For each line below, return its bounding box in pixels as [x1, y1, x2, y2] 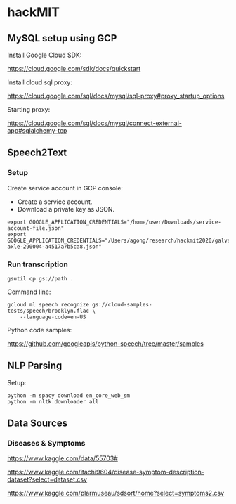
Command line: [7, 287, 51, 296]
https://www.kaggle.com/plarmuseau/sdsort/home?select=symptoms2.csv [7, 489, 225, 498]
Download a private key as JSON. [17, 205, 114, 213]
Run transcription [7, 259, 69, 269]
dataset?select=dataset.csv [7, 475, 88, 484]
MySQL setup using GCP [7, 32, 117, 44]
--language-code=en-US [20, 314, 86, 321]
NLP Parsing [7, 360, 63, 372]
